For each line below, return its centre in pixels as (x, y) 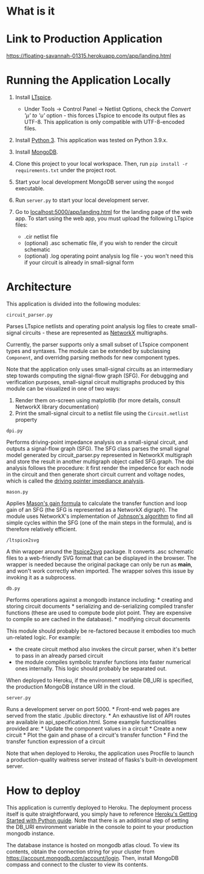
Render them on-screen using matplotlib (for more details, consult (98, 400)
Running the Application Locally (89, 81)
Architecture (39, 287)
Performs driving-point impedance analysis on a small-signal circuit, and (97, 442)
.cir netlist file (41, 237)
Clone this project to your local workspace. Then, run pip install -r (101, 164)
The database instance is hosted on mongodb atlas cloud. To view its (93, 845)
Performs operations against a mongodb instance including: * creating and (100, 600)
